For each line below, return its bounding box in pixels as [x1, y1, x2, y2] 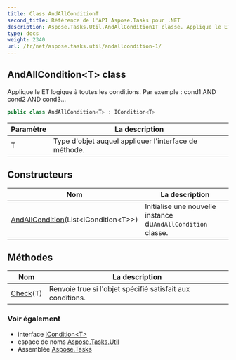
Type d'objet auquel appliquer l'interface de [53, 136, 198, 146]
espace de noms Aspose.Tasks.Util [17, 338, 119, 346]
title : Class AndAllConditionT [7, 10, 99, 18]
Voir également [7, 314, 61, 324]
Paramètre [11, 124, 47, 134]
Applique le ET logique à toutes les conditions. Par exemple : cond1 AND [7, 87, 216, 95]
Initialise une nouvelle [145, 201, 216, 211]
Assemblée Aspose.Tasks [17, 345, 93, 353]
